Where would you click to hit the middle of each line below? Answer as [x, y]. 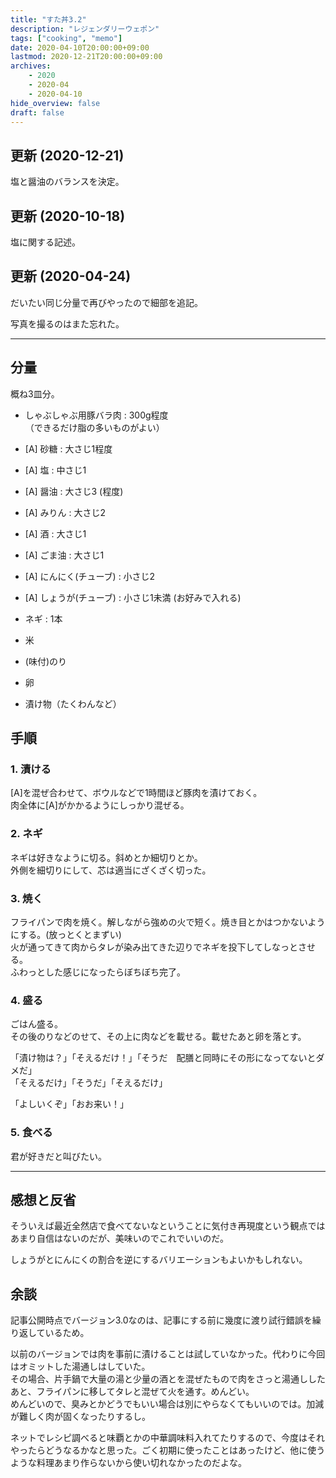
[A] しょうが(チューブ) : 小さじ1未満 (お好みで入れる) [133, 597]
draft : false [37, 112]
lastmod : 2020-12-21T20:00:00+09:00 [86, 57]
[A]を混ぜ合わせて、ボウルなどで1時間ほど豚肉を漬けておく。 [136, 793]
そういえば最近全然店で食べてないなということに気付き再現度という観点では [168, 1226]
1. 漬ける [31, 769]
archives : [31, 66]
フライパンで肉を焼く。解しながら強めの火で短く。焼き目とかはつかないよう [168, 922]
